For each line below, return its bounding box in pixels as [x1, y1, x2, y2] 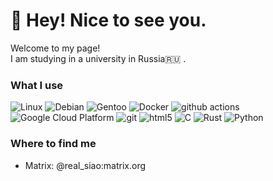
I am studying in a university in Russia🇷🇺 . [10, 52, 187, 64]
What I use [10, 78, 64, 92]
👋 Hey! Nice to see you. [10, 9, 207, 32]
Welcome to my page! [10, 42, 101, 54]
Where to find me [10, 137, 97, 151]
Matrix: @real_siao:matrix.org [24, 159, 147, 171]
